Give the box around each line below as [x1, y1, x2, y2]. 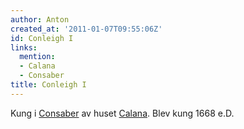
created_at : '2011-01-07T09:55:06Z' [10, 24, 163, 34]
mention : [19, 52, 56, 62]
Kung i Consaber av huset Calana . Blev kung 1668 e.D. [10, 107, 235, 119]
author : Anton [10, 14, 70, 25]
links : [10, 42, 38, 53]
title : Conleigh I [10, 80, 87, 90]
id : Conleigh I [10, 33, 74, 43]
